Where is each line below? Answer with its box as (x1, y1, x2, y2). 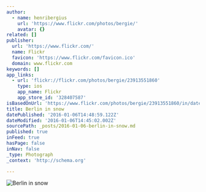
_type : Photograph (6, 152, 53, 158)
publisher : (6, 37, 34, 44)
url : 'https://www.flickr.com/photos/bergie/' (17, 20, 139, 26)
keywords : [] (6, 66, 40, 72)
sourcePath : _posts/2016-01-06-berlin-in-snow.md (6, 123, 136, 129)
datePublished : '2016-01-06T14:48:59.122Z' (6, 112, 120, 118)
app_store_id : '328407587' (17, 94, 86, 101)
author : (6, 9, 26, 15)
